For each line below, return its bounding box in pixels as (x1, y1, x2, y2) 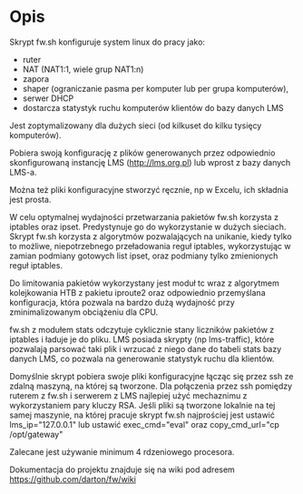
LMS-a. (9, 166, 37, 177)
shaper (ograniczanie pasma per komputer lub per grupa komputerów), (22, 83, 288, 94)
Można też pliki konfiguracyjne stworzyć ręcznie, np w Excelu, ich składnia (9, 184, 288, 195)
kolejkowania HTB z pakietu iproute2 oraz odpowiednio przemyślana (9, 287, 266, 297)
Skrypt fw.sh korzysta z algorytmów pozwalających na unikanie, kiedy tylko (9, 230, 292, 242)
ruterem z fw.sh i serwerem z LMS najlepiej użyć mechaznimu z (9, 389, 248, 401)
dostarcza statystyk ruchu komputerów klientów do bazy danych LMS (22, 102, 284, 113)
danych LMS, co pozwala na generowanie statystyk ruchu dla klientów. (9, 353, 275, 364)
